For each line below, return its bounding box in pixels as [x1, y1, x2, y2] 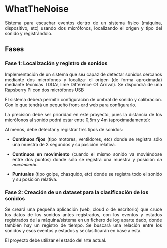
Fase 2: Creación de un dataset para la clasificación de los [5, 189, 149, 196]
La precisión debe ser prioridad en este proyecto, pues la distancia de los [5, 111, 162, 117]
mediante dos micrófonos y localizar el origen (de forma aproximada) [5, 76, 162, 83]
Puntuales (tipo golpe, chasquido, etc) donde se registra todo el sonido [12, 171, 162, 177]
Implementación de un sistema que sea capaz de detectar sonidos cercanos [5, 71, 162, 77]
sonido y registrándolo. [5, 30, 53, 36]
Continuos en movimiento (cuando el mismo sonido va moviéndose [12, 151, 163, 157]
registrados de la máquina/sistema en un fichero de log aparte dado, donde [5, 217, 162, 223]
